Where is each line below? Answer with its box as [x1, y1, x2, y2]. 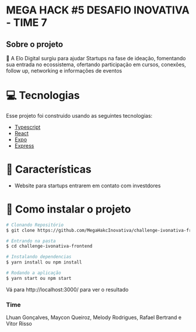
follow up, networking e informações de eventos [6, 67, 123, 74]
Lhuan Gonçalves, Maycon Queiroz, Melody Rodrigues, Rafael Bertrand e [6, 314, 182, 321]
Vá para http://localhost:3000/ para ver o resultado [6, 286, 129, 293]
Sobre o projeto [6, 39, 63, 49]
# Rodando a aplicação [6, 270, 61, 276]
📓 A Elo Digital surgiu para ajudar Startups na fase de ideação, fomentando [6, 55, 186, 61]
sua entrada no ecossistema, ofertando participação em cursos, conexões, [6, 61, 187, 68]
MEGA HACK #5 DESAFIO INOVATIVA [6, 4, 190, 17]
